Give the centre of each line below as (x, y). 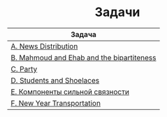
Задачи (117, 12)
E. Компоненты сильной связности (70, 92)
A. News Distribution (44, 46)
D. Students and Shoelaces (55, 80)
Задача (83, 34)
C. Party (24, 69)
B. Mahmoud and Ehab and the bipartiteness (83, 57)
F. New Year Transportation (56, 103)
